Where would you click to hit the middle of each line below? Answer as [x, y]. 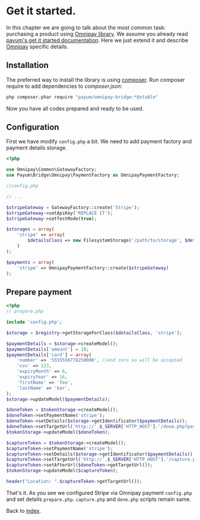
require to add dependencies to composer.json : [64, 86]
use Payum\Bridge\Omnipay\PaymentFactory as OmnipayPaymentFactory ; [93, 175]
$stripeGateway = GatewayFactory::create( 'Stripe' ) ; [73, 207]
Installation [27, 65]
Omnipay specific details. [37, 47]
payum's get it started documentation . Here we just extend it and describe [97, 40]
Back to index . [24, 510]
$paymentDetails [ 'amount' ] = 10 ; [48, 349]
